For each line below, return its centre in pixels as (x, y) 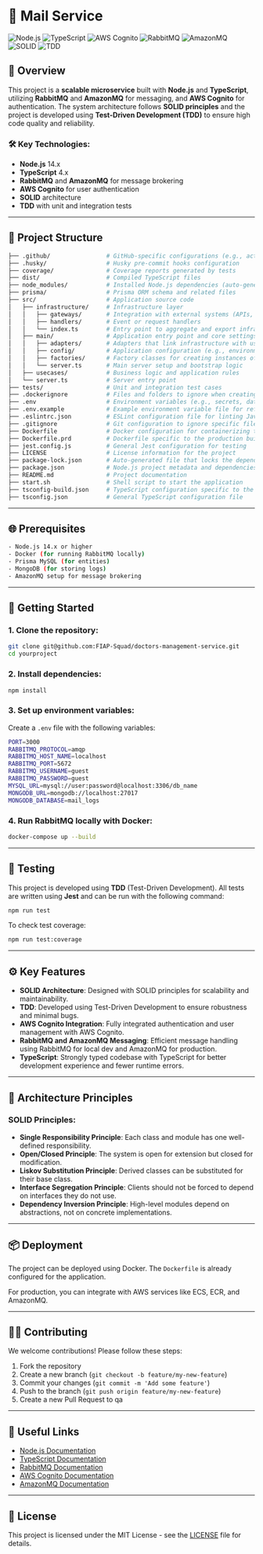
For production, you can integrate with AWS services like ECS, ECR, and (124, 1292)
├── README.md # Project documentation (98, 475)
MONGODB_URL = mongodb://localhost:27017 (73, 793)
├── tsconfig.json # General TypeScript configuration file (126, 497)
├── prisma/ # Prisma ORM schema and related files (122, 293)
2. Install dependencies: (55, 674)
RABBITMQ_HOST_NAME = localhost (58, 757)
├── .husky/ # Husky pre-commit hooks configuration (124, 263)
